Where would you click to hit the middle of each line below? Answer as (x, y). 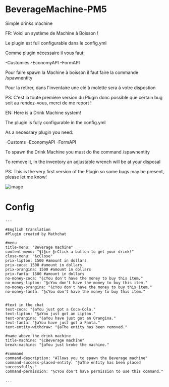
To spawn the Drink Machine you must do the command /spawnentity (78, 152)
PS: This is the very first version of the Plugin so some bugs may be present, (85, 171)
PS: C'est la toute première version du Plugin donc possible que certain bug (84, 97)
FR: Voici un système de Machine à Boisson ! (52, 33)
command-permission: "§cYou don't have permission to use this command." (84, 371)
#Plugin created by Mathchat (36, 234)
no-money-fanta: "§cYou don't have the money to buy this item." (75, 292)
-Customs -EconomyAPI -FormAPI (41, 142)
